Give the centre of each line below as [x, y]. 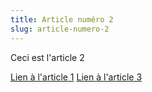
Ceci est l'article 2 [47, 57]
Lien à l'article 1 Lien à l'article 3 [76, 77]
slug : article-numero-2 [60, 29]
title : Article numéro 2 [62, 19]
